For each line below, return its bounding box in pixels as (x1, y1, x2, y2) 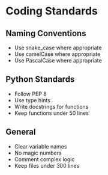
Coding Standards (5, 4, 98, 18)
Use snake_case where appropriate (14, 44, 102, 51)
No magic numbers (14, 149, 62, 156)
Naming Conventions (5, 28, 86, 38)
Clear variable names (14, 143, 67, 150)
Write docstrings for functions (14, 103, 89, 110)
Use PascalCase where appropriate (14, 57, 103, 64)
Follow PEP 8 (14, 90, 47, 97)
